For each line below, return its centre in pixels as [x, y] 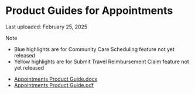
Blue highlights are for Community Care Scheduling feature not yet [94, 49]
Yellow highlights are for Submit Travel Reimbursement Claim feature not [102, 62]
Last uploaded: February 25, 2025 [47, 27]
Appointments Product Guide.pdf [54, 85]
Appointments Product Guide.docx [56, 79]
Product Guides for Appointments [89, 11]
